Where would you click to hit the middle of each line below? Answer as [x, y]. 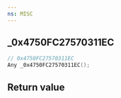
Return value [36, 87]
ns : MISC [20, 14]
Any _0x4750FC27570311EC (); [49, 65]
